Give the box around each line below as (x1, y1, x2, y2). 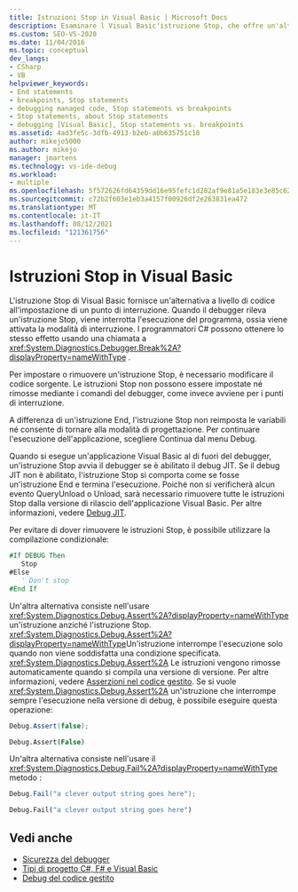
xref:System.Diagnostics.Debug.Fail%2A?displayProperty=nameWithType (9, 763, 278, 774)
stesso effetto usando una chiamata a (9, 333, 147, 344)
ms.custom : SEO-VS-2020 (9, 29, 98, 38)
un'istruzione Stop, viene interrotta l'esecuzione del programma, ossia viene (9, 315, 288, 325)
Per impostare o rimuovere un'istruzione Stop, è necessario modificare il (9, 370, 274, 380)
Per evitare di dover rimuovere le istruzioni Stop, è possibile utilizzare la (9, 525, 271, 536)
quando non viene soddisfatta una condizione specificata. (9, 648, 222, 658)
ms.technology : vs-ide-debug (9, 162, 117, 171)
